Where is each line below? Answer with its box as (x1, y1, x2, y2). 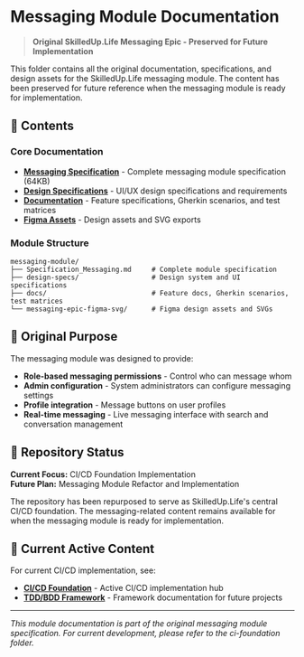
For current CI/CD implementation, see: (10, 565, 156, 576)
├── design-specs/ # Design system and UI (10, 273, 242, 282)
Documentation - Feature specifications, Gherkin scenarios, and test (23, 194, 281, 205)
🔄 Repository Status (10, 445, 124, 460)
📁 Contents (10, 118, 75, 134)
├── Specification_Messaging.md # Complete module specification (10, 265, 278, 274)
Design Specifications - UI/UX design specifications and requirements (23, 185, 288, 196)
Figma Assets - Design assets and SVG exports (23, 214, 201, 225)
